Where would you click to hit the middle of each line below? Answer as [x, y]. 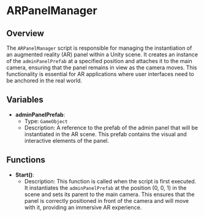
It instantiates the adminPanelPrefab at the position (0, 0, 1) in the [105, 188]
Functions [26, 160]
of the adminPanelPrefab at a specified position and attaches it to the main [100, 61]
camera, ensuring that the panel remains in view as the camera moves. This [102, 67]
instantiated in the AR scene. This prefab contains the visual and [105, 134]
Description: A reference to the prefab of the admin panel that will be [111, 128]
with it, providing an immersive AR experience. [83, 207]
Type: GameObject [46, 121]
